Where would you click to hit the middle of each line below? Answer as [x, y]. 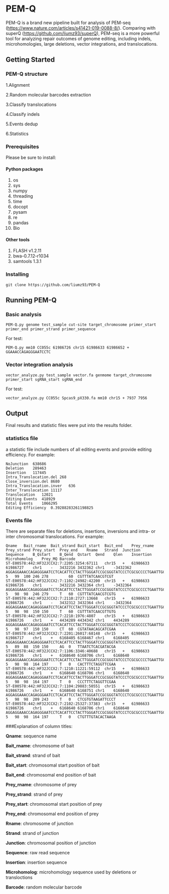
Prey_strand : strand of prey [34, 794]
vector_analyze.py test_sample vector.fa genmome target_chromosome [79, 375]
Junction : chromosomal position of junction [51, 843]
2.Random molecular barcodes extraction [48, 95]
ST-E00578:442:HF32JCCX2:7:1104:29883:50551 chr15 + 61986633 [78, 686]
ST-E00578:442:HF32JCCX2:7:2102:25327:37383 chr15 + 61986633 [78, 704]
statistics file [22, 438]
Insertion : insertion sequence [36, 862]
